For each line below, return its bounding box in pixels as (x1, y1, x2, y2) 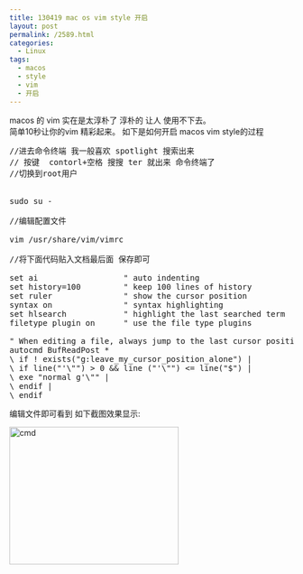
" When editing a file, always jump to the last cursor (9, 336, 262, 346)
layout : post (9, 22, 59, 31)
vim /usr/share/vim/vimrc (9, 234, 124, 245)
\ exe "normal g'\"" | (9, 372, 110, 382)
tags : (9, 55, 30, 64)
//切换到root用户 (9, 168, 78, 179)
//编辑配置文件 (9, 216, 67, 226)
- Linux (17, 47, 47, 56)
